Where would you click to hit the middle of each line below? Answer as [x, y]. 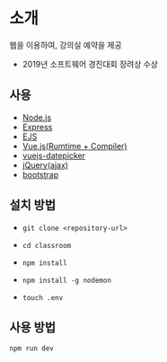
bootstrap [40, 174]
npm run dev [31, 349]
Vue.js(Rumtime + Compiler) [75, 146]
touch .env [43, 297]
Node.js [37, 117]
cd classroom [47, 245]
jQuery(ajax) [45, 165]
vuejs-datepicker [54, 155]
